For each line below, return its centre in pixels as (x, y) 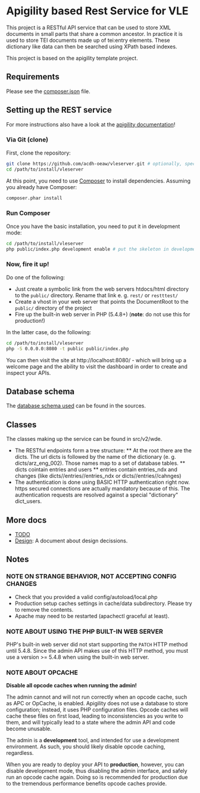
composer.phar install (34, 198)
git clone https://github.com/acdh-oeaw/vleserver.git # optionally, (94, 163)
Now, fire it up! (28, 264)
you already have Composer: (42, 187)
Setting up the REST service (59, 110)
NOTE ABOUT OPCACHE (42, 672)
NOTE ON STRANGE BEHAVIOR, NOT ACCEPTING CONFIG (91, 576)
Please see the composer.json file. (48, 91)
